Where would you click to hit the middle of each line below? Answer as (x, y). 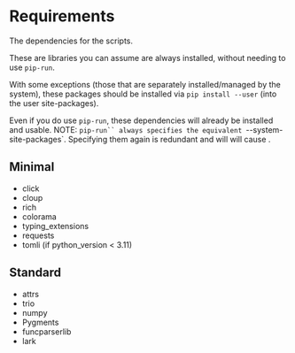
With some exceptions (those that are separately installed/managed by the (145, 84)
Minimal (32, 167)
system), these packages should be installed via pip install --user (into (143, 94)
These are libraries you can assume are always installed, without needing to (147, 58)
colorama (39, 216)
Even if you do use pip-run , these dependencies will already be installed (141, 120)
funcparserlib (47, 331)
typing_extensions (55, 226)
